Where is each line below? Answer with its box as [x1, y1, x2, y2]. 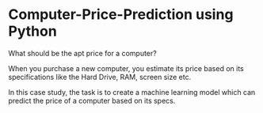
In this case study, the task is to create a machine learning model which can [8, 87, 256, 96]
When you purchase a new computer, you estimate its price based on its [8, 63, 244, 73]
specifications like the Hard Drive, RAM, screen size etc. [8, 72, 192, 81]
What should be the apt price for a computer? [8, 48, 157, 58]
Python [8, 22, 57, 40]
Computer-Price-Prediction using [8, 6, 234, 24]
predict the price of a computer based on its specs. [8, 96, 176, 105]
